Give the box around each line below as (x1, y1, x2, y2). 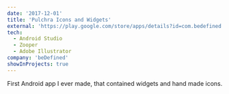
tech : (7, 29, 23, 36)
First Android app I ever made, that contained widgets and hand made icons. (7, 79, 223, 87)
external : (7, 22, 36, 29)
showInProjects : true (7, 61, 69, 67)
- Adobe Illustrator (13, 48, 72, 55)
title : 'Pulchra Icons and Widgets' (7, 16, 111, 23)
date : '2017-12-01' (7, 10, 63, 17)
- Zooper (13, 42, 38, 48)
